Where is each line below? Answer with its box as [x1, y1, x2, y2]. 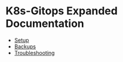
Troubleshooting [14, 49, 55, 56]
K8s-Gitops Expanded [5, 4, 118, 18]
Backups [14, 43, 36, 50]
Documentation [5, 17, 85, 30]
